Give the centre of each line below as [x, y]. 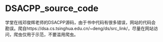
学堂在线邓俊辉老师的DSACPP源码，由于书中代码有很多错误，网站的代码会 [81, 22]
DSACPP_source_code [52, 8]
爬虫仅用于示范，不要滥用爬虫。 [46, 34]
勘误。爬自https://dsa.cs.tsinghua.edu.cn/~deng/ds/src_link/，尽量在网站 [79, 28]
